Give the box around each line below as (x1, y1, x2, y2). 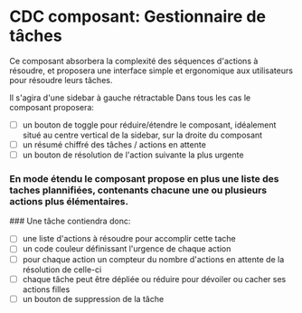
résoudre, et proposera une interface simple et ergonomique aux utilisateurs (9, 65, 294, 76)
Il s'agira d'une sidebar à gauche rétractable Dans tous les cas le (9, 92, 251, 103)
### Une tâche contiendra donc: (9, 215, 131, 227)
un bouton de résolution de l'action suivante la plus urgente (22, 149, 244, 160)
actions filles (22, 283, 71, 295)
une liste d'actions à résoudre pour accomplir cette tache (22, 233, 237, 244)
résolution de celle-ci (22, 264, 102, 275)
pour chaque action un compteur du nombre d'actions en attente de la (22, 253, 285, 264)
